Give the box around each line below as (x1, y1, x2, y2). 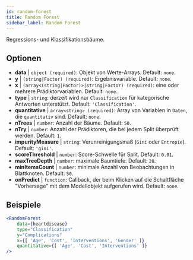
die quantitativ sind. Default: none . (14, 113, 101, 121)
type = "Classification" (17, 226, 73, 232)
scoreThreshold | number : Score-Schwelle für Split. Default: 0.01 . (14, 151, 174, 158)
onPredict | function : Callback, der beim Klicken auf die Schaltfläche (14, 176, 184, 183)
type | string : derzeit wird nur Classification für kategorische (14, 94, 169, 102)
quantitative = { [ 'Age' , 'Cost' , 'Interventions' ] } (17, 243, 147, 249)
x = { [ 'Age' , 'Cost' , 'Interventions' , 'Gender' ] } (17, 237, 145, 243)
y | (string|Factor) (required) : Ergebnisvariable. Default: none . (14, 75, 172, 83)
